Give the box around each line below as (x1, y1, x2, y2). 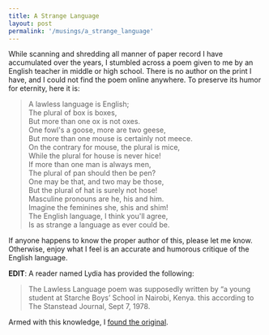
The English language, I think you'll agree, (28, 212, 169, 221)
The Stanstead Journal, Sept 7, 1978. (28, 302, 151, 311)
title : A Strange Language (8, 11, 100, 20)
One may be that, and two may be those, (28, 177, 164, 187)
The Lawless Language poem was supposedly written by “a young (28, 285, 251, 294)
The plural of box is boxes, (28, 108, 117, 118)
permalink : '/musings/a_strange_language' (8, 27, 154, 35)
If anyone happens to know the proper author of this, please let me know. (8, 236, 253, 246)
